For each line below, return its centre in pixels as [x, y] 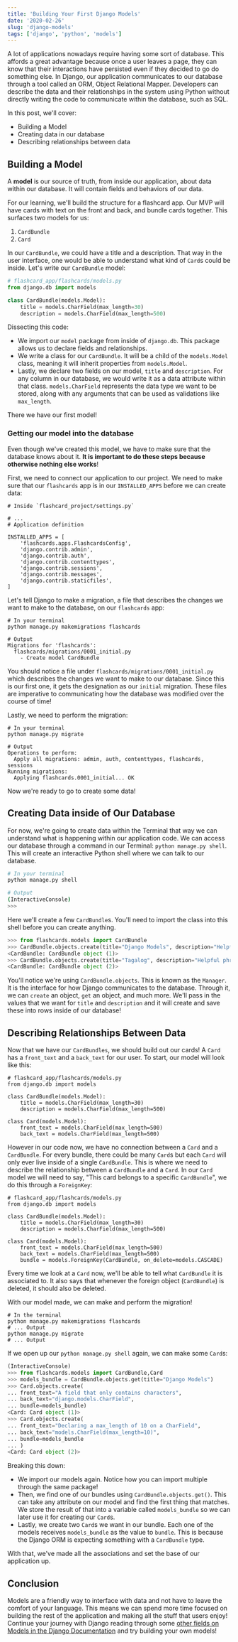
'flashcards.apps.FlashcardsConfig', [76, 543]
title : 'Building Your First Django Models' [74, 14]
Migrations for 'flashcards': [52, 645]
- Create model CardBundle [60, 658]
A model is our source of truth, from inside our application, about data [109, 181]
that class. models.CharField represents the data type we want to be [117, 386]
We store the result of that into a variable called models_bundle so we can [124, 1510]
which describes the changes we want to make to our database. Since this [116, 679]
